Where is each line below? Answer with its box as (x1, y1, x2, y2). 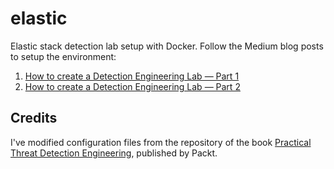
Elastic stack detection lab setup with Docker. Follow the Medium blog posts (10, 40, 324, 52)
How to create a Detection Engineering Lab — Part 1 (24, 70, 240, 82)
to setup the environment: (10, 50, 117, 62)
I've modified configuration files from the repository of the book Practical (10, 136, 312, 148)
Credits (10, 110, 58, 127)
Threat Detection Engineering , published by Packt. (10, 147, 218, 159)
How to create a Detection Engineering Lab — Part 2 (24, 80, 241, 92)
